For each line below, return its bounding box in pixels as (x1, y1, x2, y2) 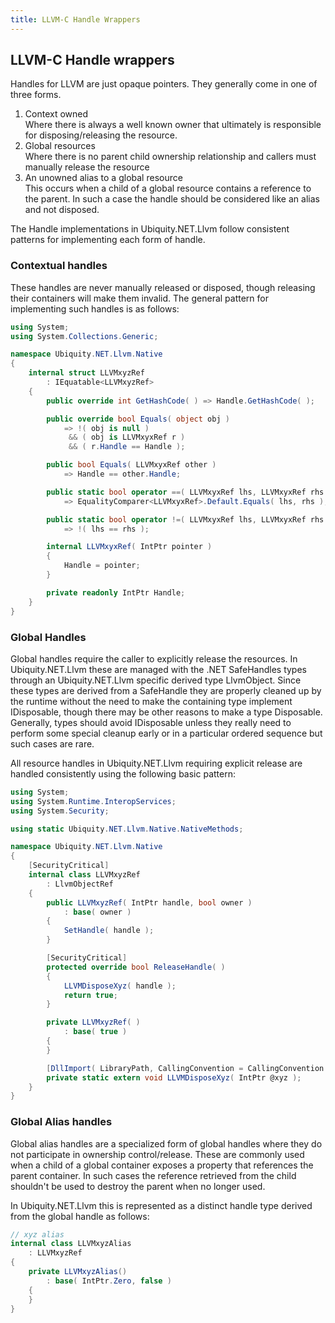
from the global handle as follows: (10, 1210, 150, 1222)
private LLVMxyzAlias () (28, 1267, 128, 1277)
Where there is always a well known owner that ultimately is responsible (24, 119, 322, 131)
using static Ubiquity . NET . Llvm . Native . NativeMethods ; (10, 824, 244, 834)
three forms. (10, 89, 62, 101)
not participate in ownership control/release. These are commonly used (10, 1148, 305, 1160)
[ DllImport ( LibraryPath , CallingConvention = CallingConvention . (46, 1063, 329, 1073)
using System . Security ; (10, 806, 110, 816)
